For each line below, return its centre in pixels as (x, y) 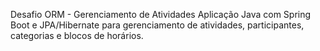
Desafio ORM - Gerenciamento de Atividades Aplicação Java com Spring (161, 14)
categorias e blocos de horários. (77, 35)
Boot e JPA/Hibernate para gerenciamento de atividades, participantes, (157, 25)
